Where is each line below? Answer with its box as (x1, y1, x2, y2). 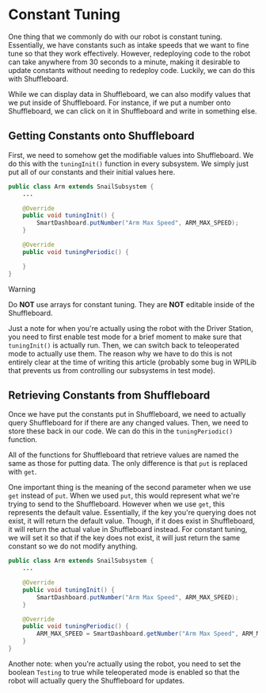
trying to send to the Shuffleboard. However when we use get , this (8, 499, 226, 509)
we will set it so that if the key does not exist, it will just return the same (8, 533, 241, 543)
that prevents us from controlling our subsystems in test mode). (8, 365, 216, 375)
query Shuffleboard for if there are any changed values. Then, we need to (8, 418, 249, 428)
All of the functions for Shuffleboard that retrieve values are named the (8, 450, 239, 460)
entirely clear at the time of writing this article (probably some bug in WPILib (8, 357, 257, 367)
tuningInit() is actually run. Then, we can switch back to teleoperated (8, 340, 240, 350)
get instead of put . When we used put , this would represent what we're (8, 491, 240, 501)
